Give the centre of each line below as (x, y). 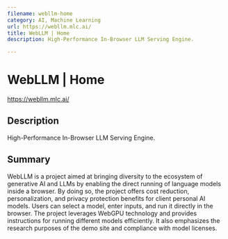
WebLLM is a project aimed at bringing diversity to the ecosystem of (105, 176)
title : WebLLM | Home (39, 33)
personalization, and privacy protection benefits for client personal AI (106, 198)
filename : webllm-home (40, 14)
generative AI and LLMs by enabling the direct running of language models (114, 183)
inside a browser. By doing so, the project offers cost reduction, (98, 191)
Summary (29, 159)
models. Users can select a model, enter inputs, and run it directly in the (110, 206)
